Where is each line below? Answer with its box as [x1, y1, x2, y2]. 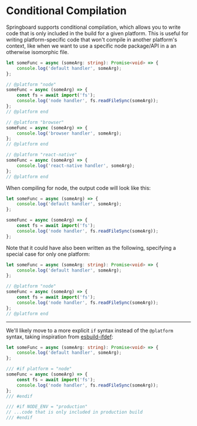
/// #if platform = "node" [6, 366, 72, 372]
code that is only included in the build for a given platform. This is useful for [6, 29, 189, 36]
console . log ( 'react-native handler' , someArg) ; [16, 163, 135, 169]
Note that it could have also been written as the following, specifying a [6, 244, 176, 251]
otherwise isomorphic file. [6, 48, 69, 55]
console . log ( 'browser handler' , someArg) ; [16, 130, 122, 136]
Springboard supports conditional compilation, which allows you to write [6, 24, 181, 31]
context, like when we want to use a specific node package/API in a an [6, 42, 177, 49]
